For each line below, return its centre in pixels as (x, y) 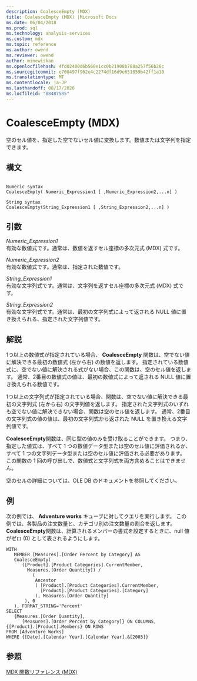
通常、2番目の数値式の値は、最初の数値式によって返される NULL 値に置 (104, 377)
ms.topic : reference (31, 45)
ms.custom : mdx (25, 39)
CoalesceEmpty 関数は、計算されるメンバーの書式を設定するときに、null (95, 531)
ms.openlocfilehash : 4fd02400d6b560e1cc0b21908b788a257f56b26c (85, 66)
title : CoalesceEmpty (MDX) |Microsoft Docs (61, 17)
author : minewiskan (30, 61)
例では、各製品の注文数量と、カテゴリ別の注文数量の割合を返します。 (91, 523)
